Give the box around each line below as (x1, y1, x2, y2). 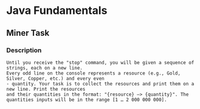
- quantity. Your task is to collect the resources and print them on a (6, 81, 195, 87)
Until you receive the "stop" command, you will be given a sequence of (6, 59, 195, 65)
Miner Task (6, 28, 50, 38)
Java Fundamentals (6, 4, 108, 18)
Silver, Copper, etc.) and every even (6, 75, 105, 82)
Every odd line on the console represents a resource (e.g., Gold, (6, 70, 181, 76)
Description (6, 46, 42, 54)
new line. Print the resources (6, 86, 86, 92)
